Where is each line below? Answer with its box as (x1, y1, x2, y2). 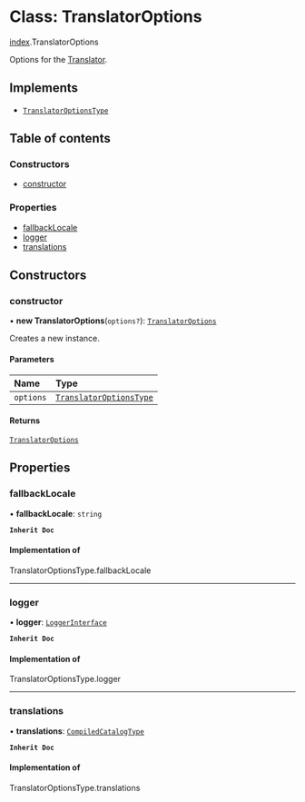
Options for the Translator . (9, 54, 108, 64)
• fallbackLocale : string (9, 508, 103, 519)
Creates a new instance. (9, 333, 100, 344)
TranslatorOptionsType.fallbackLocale (9, 565, 152, 576)
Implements (9, 80, 79, 96)
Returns (9, 415, 41, 426)
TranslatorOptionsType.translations (9, 782, 141, 793)
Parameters (9, 354, 54, 365)
